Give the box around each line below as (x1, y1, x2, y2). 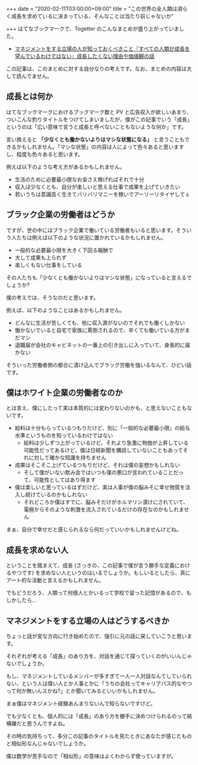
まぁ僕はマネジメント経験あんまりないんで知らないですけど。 (6, 700, 156, 707)
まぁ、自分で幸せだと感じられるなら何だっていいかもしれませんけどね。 (6, 526, 182, 533)
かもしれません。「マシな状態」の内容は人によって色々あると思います (16, 143, 184, 150)
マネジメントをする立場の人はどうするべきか (6, 616, 170, 626)
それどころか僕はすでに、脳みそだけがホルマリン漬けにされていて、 (23, 498, 189, 505)
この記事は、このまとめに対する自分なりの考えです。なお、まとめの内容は (6, 65, 187, 72)
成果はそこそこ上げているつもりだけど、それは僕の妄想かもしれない (14, 462, 180, 469)
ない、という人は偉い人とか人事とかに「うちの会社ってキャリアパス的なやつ (6, 680, 193, 687)
